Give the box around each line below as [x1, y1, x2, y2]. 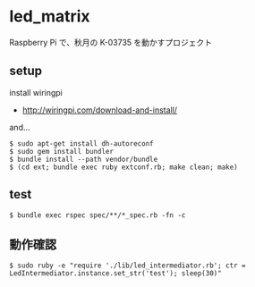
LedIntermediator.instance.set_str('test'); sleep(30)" [9, 269, 222, 278]
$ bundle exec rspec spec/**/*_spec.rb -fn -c [9, 210, 186, 220]
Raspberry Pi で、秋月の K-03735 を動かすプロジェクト [9, 37, 213, 47]
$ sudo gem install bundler [9, 147, 115, 156]
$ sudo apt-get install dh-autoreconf [9, 139, 154, 148]
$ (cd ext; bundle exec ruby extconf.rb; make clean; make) [9, 163, 239, 172]
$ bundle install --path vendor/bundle [9, 155, 158, 164]
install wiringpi [9, 87, 63, 97]
